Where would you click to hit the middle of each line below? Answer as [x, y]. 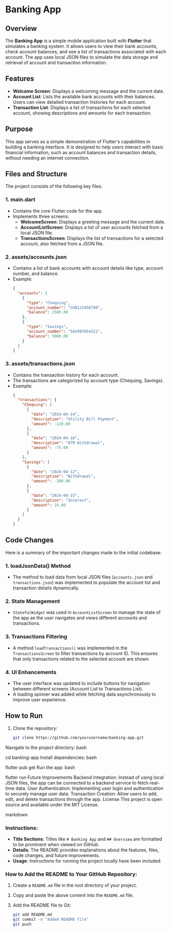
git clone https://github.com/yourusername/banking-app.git [78, 738]
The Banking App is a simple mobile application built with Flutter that [79, 41]
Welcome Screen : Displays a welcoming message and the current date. [89, 91]
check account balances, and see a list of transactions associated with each [86, 52]
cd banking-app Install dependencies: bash [51, 757]
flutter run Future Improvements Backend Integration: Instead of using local [84, 777]
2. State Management [33, 601]
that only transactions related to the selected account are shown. [81, 659]
